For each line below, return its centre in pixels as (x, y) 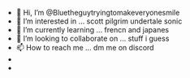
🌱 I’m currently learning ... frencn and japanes (93, 30)
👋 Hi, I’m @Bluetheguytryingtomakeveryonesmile (98, 13)
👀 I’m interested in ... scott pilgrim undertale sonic (99, 21)
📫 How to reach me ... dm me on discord (85, 48)
